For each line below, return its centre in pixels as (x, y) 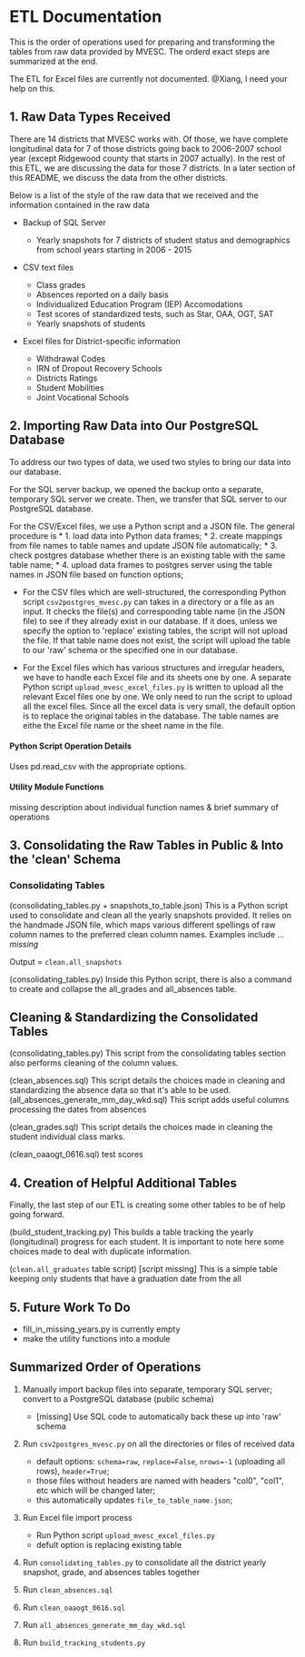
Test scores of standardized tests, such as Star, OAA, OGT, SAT (155, 313)
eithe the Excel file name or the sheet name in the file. (123, 725)
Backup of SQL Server (64, 222)
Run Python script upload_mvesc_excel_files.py (126, 1535)
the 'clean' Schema (65, 860)
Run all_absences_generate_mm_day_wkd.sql (104, 1624)
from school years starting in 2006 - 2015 (114, 249)
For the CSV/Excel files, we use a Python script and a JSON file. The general (152, 526)
